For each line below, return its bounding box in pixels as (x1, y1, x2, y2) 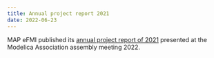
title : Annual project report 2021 (7, 10, 110, 17)
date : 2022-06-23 (7, 17, 57, 23)
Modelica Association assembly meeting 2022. (7, 43, 140, 51)
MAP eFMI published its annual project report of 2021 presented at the (7, 35, 207, 43)
